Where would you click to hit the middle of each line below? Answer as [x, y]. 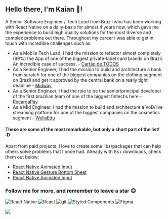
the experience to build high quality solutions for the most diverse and [78, 32]
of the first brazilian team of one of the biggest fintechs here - [77, 96]
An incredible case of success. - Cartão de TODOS [66, 64]
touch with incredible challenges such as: [49, 43]
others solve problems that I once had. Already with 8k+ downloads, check [83, 152]
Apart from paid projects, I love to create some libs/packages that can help [83, 146]
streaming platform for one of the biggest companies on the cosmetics [86, 112]
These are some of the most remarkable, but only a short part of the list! [82, 130]
